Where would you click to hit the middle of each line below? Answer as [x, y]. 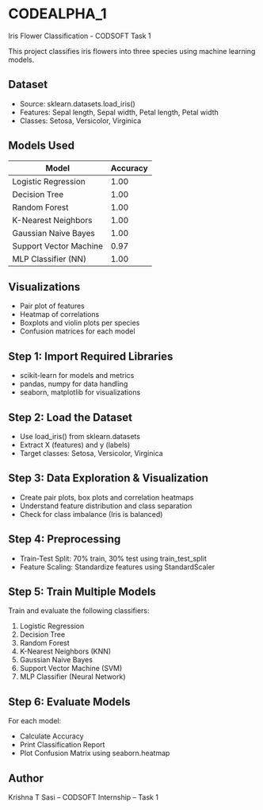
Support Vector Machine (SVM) [71, 669]
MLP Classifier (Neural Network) [72, 677]
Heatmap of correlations [59, 314]
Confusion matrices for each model [78, 331]
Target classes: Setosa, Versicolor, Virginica [91, 453]
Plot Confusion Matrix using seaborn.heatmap [95, 753]
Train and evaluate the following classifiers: [79, 611]
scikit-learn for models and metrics [77, 376]
